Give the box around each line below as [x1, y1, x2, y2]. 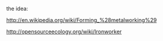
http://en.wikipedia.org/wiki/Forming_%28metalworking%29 [6, 17, 157, 23]
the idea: [6, 5, 28, 12]
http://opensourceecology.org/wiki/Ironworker [6, 28, 122, 35]
